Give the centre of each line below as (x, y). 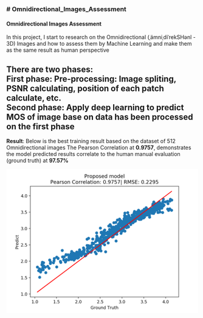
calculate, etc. (34, 98)
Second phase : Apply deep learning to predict (95, 108)
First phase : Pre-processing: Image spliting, (91, 79)
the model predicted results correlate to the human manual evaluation (93, 154)
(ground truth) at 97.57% (37, 160)
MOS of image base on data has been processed (100, 117)
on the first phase (40, 126)
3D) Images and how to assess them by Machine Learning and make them (99, 44)
